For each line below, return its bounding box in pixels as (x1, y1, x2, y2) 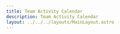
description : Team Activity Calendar (6, 14, 99, 20)
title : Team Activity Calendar (6, 8, 83, 14)
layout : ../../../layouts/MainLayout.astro (6, 19, 115, 25)
